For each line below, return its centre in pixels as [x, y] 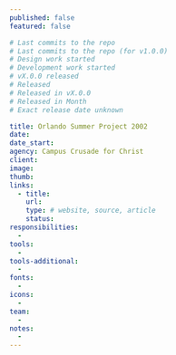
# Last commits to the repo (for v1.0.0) [89, 51]
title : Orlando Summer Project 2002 [78, 126]
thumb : [22, 177]
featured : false [40, 26]
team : [20, 312]
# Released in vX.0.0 [50, 93]
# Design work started [52, 60]
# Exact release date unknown [67, 110]
